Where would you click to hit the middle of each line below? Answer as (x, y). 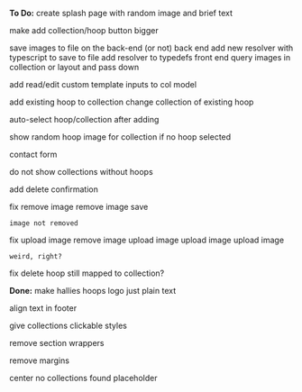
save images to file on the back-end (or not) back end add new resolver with (151, 48)
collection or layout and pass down (74, 67)
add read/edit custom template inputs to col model (103, 84)
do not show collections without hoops (81, 172)
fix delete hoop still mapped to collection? (87, 273)
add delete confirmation (54, 189)
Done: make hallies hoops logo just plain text (93, 291)
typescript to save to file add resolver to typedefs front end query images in (150, 57)
